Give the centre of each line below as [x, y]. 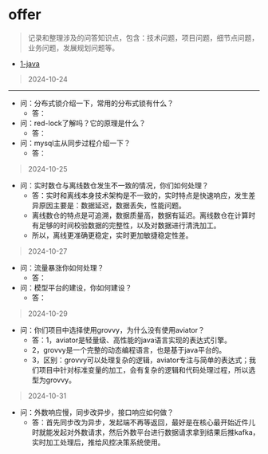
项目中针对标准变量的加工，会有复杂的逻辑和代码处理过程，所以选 [147, 369]
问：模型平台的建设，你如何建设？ [76, 287]
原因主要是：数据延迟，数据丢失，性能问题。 [112, 205]
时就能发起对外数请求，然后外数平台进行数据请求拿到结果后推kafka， [146, 432]
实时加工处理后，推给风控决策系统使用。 [98, 442]
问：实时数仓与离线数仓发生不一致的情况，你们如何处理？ [114, 185]
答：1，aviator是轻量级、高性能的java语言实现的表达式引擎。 [131, 340]
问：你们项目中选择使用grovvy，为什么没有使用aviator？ [112, 330]
